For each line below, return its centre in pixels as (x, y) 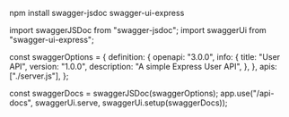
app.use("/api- (247, 93)
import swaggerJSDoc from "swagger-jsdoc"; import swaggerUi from (138, 30)
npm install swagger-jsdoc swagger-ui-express (97, 13)
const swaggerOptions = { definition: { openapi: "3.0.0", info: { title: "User (145, 57)
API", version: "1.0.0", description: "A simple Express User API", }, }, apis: (144, 67)
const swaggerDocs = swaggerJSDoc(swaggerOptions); (114, 93)
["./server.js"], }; (39, 76)
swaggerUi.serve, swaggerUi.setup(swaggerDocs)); (131, 103)
